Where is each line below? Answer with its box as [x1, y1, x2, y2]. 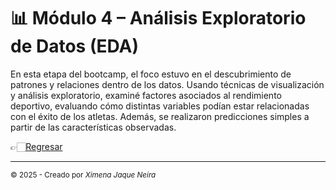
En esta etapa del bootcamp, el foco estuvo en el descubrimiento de [10, 68, 292, 80]
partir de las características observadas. [10, 121, 177, 133]
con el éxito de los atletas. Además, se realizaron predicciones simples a [10, 110, 310, 122]
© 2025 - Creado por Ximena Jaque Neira [10, 170, 157, 180]
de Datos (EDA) [10, 35, 139, 58]
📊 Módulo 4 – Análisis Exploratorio [10, 7, 307, 30]
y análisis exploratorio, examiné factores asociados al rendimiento [10, 89, 282, 101]
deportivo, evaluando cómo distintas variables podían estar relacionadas [10, 100, 310, 112]
